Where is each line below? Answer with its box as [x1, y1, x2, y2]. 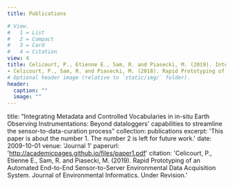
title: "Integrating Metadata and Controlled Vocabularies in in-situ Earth [7, 112, 210, 121]
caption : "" [13, 87, 49, 94]
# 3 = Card [7, 42, 45, 49]
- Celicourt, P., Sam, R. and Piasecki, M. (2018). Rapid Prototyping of [7, 67, 225, 75]
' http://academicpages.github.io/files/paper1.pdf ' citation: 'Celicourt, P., [7, 149, 213, 158]
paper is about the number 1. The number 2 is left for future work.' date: [7, 134, 212, 142]
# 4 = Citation [7, 48, 58, 55]
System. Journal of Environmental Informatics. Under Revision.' [7, 171, 188, 180]
